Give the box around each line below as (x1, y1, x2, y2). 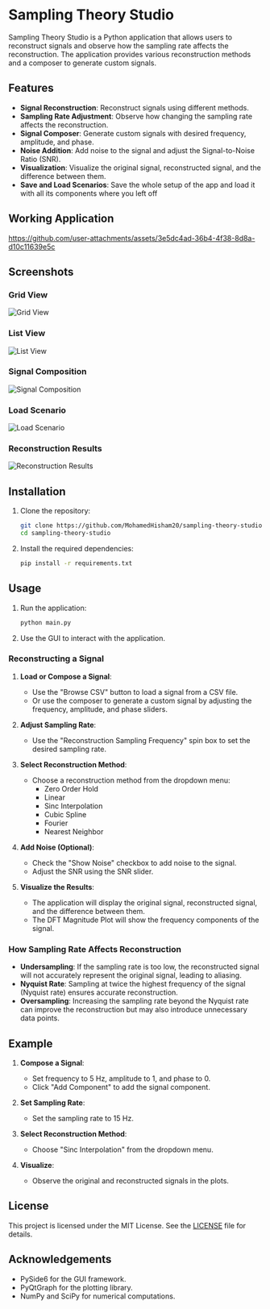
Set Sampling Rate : (19, 1098, 85, 1107)
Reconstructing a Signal (8, 653, 105, 664)
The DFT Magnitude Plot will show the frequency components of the (31, 915, 260, 925)
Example (8, 1037, 53, 1050)
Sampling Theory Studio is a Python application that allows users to (8, 32, 232, 42)
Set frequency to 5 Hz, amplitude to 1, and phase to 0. (31, 1074, 211, 1083)
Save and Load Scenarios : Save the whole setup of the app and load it (19, 180, 255, 189)
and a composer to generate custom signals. (8, 58, 157, 68)
